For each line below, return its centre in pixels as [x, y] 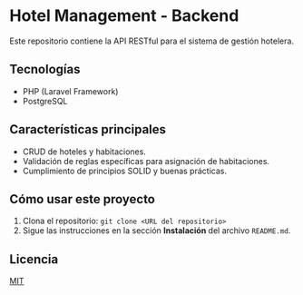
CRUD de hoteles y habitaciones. [84, 152]
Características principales [88, 129]
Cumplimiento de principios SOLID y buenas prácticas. [124, 171]
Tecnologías [45, 69]
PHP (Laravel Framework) [70, 91]
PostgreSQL [45, 101]
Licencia [34, 259]
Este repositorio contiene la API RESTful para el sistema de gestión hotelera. [152, 41]
